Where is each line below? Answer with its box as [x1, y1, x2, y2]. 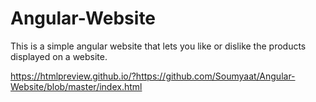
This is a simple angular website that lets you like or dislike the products [10, 40, 307, 52]
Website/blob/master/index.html [10, 80, 143, 92]
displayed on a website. [10, 50, 108, 62]
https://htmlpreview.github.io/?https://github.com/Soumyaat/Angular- [10, 70, 296, 82]
